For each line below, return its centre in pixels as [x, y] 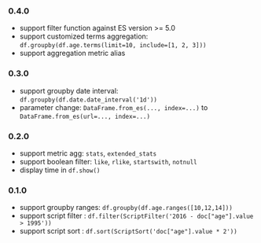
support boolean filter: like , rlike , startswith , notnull [108, 161]
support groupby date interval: [69, 90]
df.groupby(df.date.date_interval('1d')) [88, 100]
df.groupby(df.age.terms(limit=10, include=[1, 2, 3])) [113, 46]
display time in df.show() [60, 170]
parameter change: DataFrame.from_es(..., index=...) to [114, 107]
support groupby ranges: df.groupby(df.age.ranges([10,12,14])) [126, 208]
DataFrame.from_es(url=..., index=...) [85, 116]
